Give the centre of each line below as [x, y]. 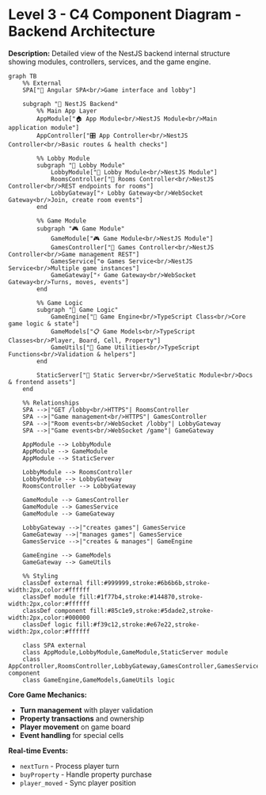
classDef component [55, 611]
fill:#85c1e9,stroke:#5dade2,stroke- [152, 611]
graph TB [23, 76]
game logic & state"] [44, 323]
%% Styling [40, 576]
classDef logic [47, 624]
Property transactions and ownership [82, 718]
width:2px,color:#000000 [49, 618]
